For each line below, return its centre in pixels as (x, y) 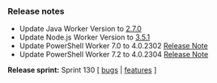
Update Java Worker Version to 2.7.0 (81, 29)
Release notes (36, 11)
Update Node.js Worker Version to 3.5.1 (85, 37)
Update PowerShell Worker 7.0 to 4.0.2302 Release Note (113, 46)
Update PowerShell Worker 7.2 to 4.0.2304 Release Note (114, 55)
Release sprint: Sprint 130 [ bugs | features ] (82, 70)
